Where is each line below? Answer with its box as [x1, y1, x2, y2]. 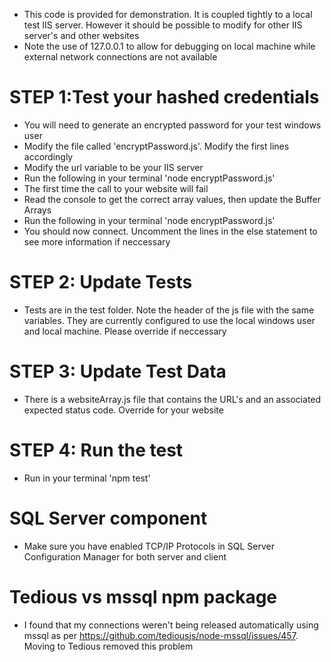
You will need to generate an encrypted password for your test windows [23, 119, 322, 131]
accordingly [23, 150, 74, 163]
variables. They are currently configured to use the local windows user [23, 314, 316, 326]
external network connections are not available [23, 51, 218, 63]
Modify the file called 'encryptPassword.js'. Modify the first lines [23, 140, 290, 152]
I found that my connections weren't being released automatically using [23, 619, 319, 631]
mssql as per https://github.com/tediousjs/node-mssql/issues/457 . [23, 629, 299, 641]
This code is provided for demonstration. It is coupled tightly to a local [23, 9, 313, 20]
